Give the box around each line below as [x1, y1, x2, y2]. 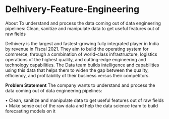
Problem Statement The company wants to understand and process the [5, 82, 155, 88]
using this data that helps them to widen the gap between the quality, [5, 67, 149, 73]
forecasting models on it [5, 108, 56, 114]
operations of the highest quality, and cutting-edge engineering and [5, 56, 146, 62]
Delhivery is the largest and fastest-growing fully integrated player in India [5, 40, 159, 46]
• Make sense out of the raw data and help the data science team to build [5, 102, 158, 108]
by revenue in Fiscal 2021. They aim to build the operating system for [5, 46, 149, 52]
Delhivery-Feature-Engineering [5, 4, 140, 15]
